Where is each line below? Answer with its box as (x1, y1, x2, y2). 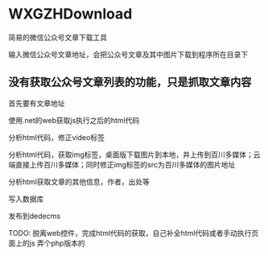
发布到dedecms (8, 211, 61, 221)
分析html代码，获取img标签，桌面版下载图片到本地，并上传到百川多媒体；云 (8, 150, 261, 159)
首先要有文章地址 (8, 98, 65, 108)
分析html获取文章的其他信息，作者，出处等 (8, 176, 150, 186)
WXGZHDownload (8, 5, 133, 23)
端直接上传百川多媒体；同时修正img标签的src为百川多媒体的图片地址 (8, 159, 236, 169)
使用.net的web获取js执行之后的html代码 (8, 115, 140, 125)
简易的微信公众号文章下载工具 (8, 32, 107, 42)
